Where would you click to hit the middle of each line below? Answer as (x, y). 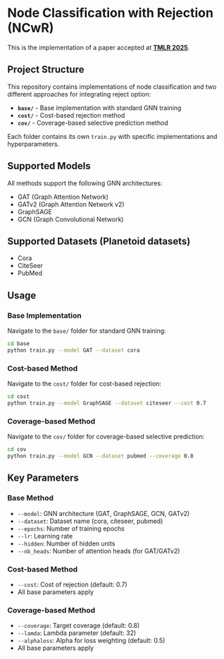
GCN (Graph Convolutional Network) (70, 219)
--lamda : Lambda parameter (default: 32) (77, 633)
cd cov (17, 450)
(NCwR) (31, 28)
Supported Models (49, 166)
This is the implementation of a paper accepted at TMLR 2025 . (99, 47)
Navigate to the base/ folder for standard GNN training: (87, 331)
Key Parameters (43, 478)
